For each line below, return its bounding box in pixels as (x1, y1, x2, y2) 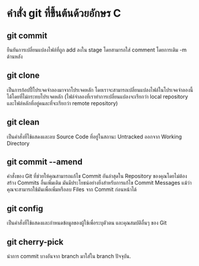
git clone (7, 71, 40, 81)
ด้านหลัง (7, 53, 23, 60)
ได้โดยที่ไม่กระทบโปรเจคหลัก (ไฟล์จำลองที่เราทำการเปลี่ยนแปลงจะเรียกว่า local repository (7, 93, 188, 100)
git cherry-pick (7, 237, 64, 247)
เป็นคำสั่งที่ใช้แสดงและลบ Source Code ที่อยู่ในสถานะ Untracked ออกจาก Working (7, 133, 182, 140)
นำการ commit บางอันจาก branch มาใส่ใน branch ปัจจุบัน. (7, 253, 131, 260)
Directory (7, 140, 30, 147)
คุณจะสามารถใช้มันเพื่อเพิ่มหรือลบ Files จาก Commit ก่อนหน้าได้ (7, 186, 137, 193)
